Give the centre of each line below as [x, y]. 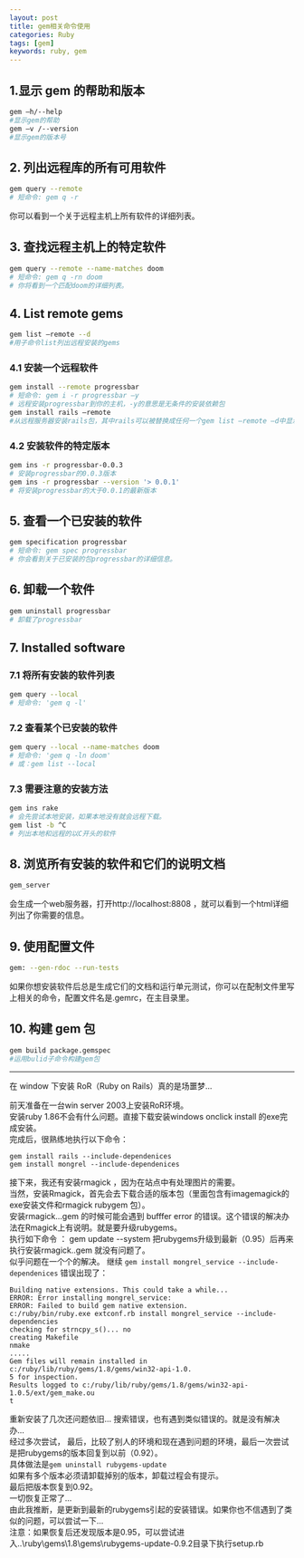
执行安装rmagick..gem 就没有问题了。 [80, 1250]
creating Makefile [44, 1337]
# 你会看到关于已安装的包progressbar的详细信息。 [93, 559]
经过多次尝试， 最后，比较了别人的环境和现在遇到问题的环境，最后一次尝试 [149, 1441]
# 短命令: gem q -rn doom [56, 277]
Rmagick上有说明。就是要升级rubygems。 [104, 1227]
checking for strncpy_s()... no [70, 1329]
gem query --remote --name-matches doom [87, 268]
